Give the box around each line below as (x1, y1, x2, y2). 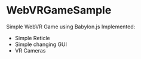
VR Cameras (14, 47, 46, 54)
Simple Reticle (14, 34, 50, 41)
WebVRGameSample (6, 4, 112, 17)
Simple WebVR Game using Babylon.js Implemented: (6, 23, 136, 30)
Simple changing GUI (14, 41, 68, 48)
